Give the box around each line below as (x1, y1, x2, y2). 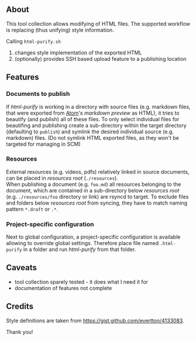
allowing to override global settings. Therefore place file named (6, 240, 159, 247)
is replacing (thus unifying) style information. (6, 26, 114, 33)
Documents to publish (6, 90, 70, 98)
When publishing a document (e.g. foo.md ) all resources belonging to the (6, 181, 181, 188)
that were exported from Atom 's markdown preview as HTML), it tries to (6, 109, 180, 116)
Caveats (6, 263, 37, 273)
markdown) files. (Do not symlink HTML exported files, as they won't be (6, 134, 180, 141)
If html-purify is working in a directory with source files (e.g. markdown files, (6, 103, 191, 110)
